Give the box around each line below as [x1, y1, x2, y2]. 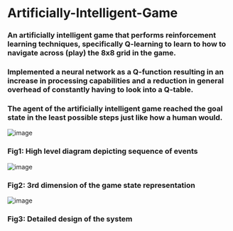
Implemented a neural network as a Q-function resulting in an [7, 67, 224, 77]
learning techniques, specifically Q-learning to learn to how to [7, 39, 227, 49]
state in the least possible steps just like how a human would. [7, 112, 223, 122]
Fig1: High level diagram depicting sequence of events [7, 147, 198, 157]
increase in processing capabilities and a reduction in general [7, 76, 224, 86]
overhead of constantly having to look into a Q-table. [7, 85, 194, 95]
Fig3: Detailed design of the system [7, 214, 133, 224]
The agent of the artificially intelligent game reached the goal [7, 103, 223, 113]
